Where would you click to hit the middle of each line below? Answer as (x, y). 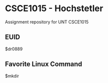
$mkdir (12, 76)
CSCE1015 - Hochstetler (54, 8)
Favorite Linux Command (44, 64)
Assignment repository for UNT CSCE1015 (47, 22)
